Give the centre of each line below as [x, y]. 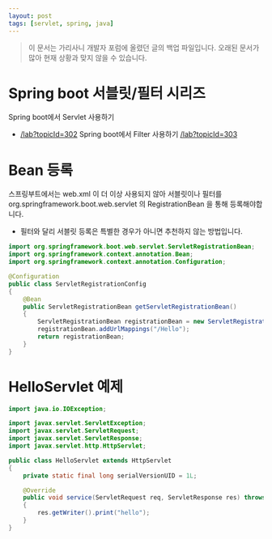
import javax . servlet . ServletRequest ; [74, 431]
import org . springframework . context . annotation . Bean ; [101, 255]
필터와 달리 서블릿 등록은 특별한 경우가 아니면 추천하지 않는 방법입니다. [131, 231]
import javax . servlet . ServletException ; [78, 423]
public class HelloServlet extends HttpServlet [90, 460]
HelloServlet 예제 [66, 386]
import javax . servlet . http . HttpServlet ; [78, 446]
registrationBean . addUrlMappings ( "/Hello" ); [114, 329]
